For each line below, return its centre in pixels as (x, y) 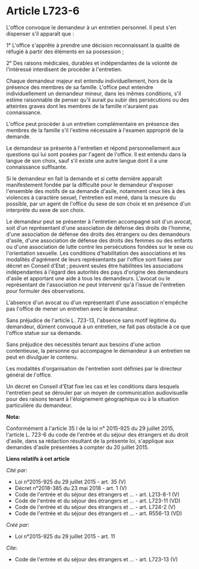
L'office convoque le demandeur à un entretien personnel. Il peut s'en (91, 27)
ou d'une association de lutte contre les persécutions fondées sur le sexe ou (99, 246)
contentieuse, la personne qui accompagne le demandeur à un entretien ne (98, 350)
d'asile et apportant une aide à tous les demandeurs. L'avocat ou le (88, 278)
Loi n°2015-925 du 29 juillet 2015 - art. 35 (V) (70, 482)
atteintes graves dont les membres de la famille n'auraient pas (82, 106)
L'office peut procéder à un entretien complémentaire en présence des (93, 124)
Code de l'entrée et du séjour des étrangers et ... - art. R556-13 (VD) (98, 513)
